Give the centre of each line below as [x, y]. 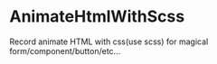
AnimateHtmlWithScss [97, 17]
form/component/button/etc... [65, 50]
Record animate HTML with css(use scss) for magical [109, 41]
